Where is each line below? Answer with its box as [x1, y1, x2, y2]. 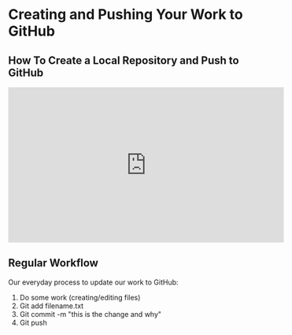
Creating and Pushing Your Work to [8, 6, 243, 24]
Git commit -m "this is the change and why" [19, 309, 162, 318]
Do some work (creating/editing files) [19, 292, 141, 302]
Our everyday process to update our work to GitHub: [8, 277, 179, 287]
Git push [19, 318, 47, 327]
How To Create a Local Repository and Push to [8, 54, 239, 67]
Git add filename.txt [19, 301, 84, 311]
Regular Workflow [8, 256, 98, 270]
